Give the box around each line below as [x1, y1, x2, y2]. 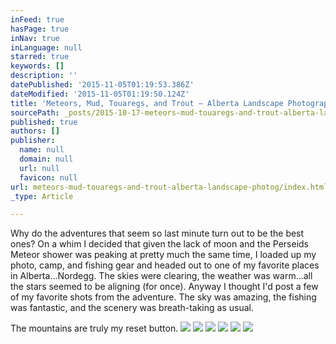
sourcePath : [10, 107, 60, 118]
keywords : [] [10, 61, 65, 71]
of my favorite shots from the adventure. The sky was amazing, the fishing [10, 291, 317, 303]
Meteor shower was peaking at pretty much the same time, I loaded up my [10, 249, 317, 261]
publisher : [10, 136, 56, 146]
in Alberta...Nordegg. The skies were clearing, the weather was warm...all [10, 270, 313, 282]
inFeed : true [10, 14, 65, 25]
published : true [10, 117, 78, 127]
